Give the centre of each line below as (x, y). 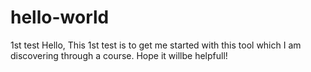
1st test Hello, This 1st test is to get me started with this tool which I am (156, 45)
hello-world (60, 17)
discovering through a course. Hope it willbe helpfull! (119, 55)
